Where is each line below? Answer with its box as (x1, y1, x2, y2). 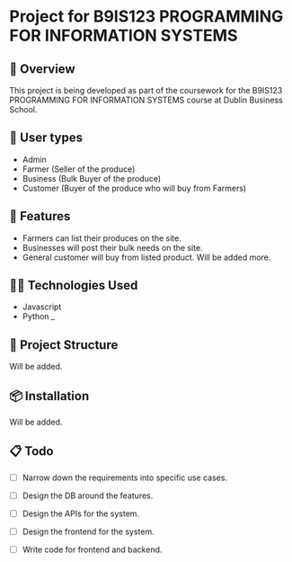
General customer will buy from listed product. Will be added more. (22, 252, 271, 263)
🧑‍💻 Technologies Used (9, 278, 138, 293)
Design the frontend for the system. (22, 526, 155, 537)
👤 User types (9, 130, 84, 146)
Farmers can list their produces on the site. (22, 232, 181, 244)
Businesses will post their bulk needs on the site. (22, 242, 204, 253)
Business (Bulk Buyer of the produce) (22, 173, 162, 183)
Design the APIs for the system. (22, 508, 140, 519)
